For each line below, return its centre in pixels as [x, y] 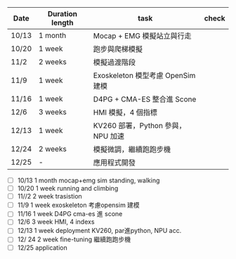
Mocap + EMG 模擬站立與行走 [142, 36]
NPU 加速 [109, 136]
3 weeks [52, 112]
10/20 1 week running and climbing [68, 189]
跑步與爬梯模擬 [118, 49]
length [63, 23]
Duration [63, 14]
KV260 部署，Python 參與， [139, 126]
